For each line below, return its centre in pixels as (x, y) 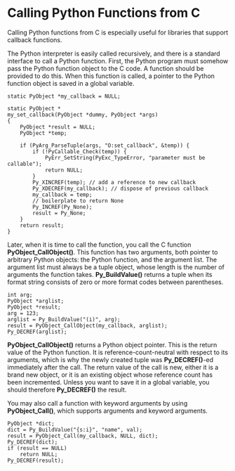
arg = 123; (23, 313)
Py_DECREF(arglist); (38, 332)
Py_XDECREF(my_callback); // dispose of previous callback (121, 188)
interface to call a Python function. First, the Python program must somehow (118, 60)
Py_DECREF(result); (36, 460)
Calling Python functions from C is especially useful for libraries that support (118, 32)
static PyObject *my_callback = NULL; (64, 96)
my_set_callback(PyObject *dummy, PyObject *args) (83, 115)
